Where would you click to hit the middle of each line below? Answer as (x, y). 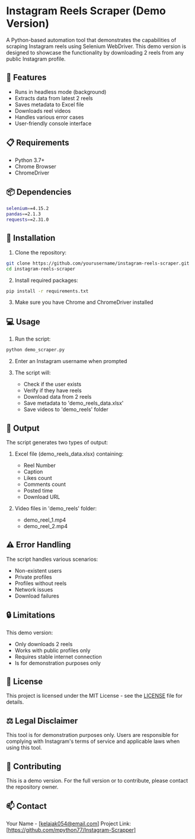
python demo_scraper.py (36, 350)
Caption (33, 471)
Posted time (38, 490)
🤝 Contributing (34, 766)
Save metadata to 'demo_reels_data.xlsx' (73, 403)
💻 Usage (23, 322)
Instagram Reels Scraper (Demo (86, 11)
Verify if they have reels (52, 390)
